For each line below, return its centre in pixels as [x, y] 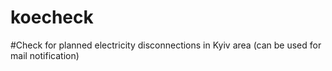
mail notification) [45, 55]
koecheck [52, 17]
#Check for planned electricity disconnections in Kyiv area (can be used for [166, 45]
